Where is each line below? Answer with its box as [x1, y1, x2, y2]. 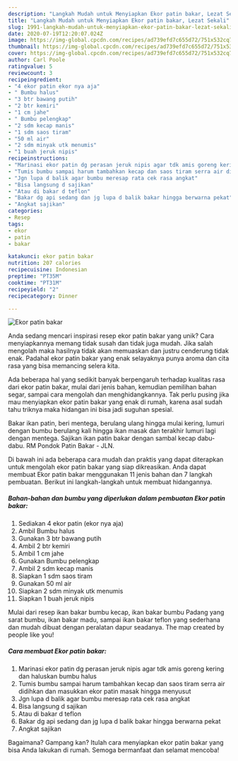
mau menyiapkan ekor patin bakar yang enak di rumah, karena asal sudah [8, 398, 223, 406]
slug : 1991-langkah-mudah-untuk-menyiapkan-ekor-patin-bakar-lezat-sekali [8, 23, 233, 30]
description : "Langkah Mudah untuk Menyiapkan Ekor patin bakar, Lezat [8, 10, 223, 18]
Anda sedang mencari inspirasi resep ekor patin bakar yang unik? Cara [8, 331, 215, 340]
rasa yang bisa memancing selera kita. [8, 362, 120, 370]
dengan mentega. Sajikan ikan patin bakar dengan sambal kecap [8, 434, 196, 442]
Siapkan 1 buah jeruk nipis [18, 594, 95, 603]
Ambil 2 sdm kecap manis [18, 565, 94, 573]
